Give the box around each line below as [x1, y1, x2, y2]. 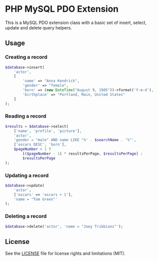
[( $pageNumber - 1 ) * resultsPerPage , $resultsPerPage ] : [22, 151, 143, 156]
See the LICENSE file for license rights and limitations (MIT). [5, 251, 126, 257]
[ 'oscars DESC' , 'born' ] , [14, 142, 67, 147]
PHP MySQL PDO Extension [5, 3, 118, 15]
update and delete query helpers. [5, 24, 72, 30]
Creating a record [5, 54, 48, 61]
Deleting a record [5, 213, 47, 220]
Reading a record [5, 113, 46, 119]
